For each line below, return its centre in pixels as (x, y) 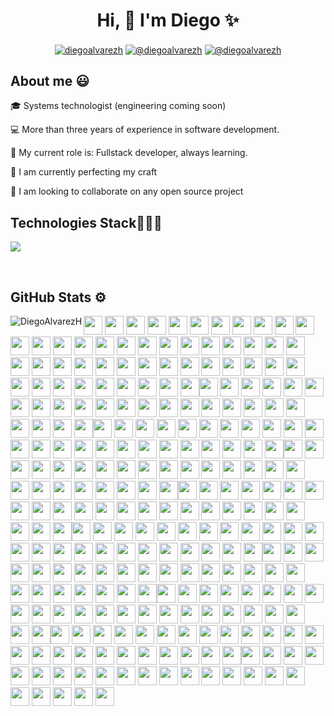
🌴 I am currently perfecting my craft (84, 172)
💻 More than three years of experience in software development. (145, 130)
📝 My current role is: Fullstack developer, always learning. (129, 153)
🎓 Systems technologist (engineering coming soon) (118, 106)
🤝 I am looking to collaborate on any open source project (127, 191)
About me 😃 (50, 81)
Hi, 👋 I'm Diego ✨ (168, 20)
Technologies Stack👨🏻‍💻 (86, 222)
